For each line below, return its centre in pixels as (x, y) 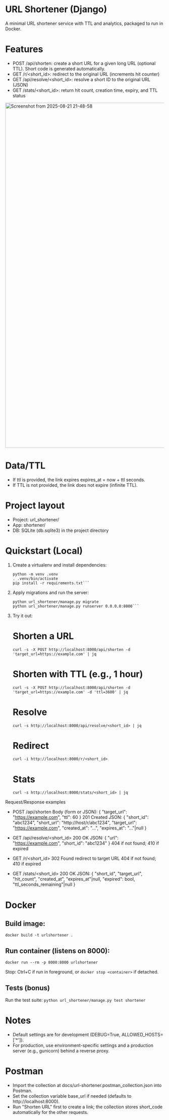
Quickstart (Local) (44, 551)
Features (24, 49)
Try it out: (22, 616)
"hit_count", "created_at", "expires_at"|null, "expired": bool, (74, 879)
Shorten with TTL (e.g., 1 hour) (78, 674)
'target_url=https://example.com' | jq (54, 654)
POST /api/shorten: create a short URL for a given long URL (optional (84, 63)
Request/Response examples (36, 802)
